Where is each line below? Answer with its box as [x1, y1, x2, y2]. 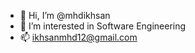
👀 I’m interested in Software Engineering [19, 20, 187, 32]
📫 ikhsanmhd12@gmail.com [19, 31, 138, 43]
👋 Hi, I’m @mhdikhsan [19, 10, 111, 21]
